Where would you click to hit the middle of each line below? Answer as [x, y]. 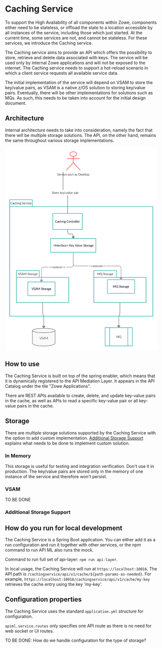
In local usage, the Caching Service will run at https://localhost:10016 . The [81, 568]
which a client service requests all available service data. [62, 73]
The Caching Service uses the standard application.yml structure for [74, 611]
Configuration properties [44, 600]
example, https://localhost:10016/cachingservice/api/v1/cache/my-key [77, 579]
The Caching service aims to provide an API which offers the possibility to [79, 52]
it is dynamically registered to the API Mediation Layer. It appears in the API [80, 381]
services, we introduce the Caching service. [49, 43]
